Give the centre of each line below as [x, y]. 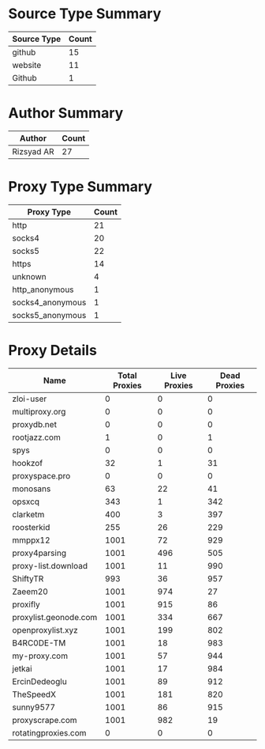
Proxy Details [52, 350]
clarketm [28, 514]
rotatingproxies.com [49, 732]
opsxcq [26, 501]
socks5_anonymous [49, 315]
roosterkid [31, 527]
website [27, 65]
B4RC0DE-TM [39, 643]
